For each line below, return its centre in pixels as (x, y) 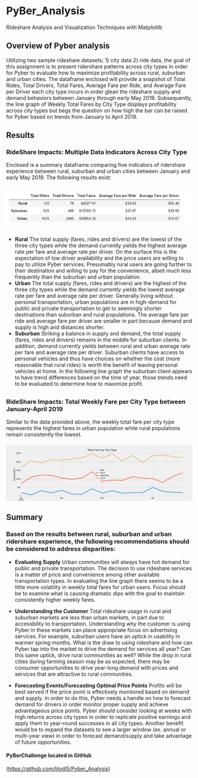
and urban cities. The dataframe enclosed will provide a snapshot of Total (96, 79)
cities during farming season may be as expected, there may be (92, 661)
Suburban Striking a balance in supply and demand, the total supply (98, 334)
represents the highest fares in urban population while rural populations (93, 428)
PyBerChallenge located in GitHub (49, 756)
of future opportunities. (43, 742)
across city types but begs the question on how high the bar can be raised (97, 110)
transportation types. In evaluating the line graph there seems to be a (99, 580)
